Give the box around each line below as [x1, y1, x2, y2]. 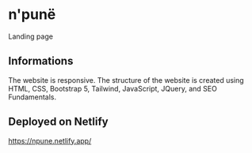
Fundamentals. [8, 92, 57, 102]
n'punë [8, 6, 56, 24]
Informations [8, 54, 74, 68]
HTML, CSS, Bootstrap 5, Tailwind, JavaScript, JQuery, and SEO [8, 84, 218, 93]
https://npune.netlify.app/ [8, 136, 92, 145]
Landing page [8, 32, 54, 41]
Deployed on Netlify [8, 115, 109, 129]
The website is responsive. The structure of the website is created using [8, 75, 244, 84]
